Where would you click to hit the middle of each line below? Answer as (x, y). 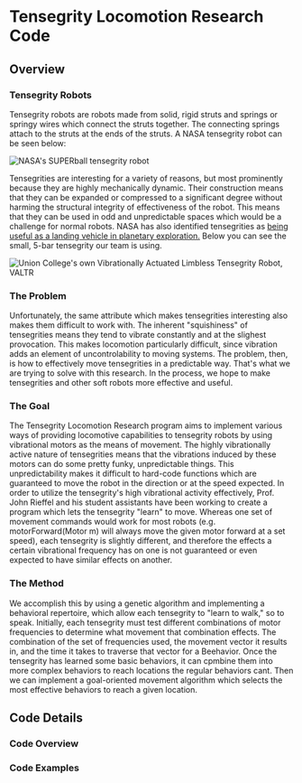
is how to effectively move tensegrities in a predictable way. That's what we (150, 364)
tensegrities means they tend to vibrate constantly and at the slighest (138, 335)
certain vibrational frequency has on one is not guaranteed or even (133, 550)
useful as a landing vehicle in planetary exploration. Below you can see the (148, 236)
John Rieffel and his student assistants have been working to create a (138, 502)
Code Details (46, 718)
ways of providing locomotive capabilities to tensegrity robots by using (141, 435)
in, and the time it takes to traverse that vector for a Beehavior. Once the (143, 651)
